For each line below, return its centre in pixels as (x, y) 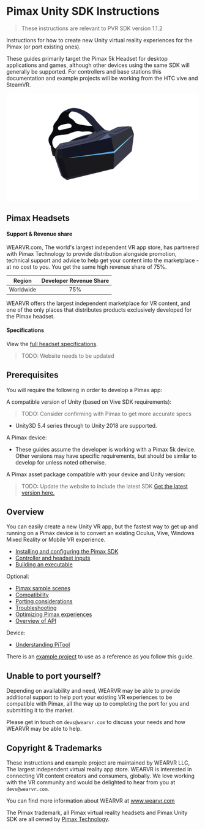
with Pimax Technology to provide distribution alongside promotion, (91, 254)
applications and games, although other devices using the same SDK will (98, 65)
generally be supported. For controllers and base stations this (84, 71)
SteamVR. (19, 85)
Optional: (18, 576)
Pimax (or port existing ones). (43, 47)
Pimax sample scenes (43, 588)
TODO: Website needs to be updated (68, 356)
